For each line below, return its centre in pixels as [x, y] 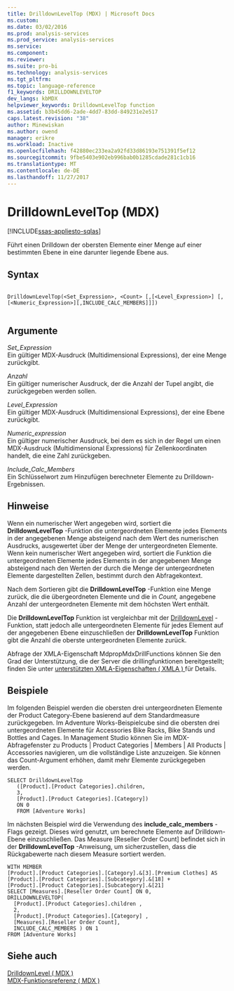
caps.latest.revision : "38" [48, 118]
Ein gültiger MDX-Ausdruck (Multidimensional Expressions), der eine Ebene [116, 413]
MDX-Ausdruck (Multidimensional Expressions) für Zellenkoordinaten [107, 448]
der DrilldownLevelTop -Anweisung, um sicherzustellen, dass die [102, 846]
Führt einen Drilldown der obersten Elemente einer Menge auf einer [104, 245]
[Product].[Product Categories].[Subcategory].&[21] [86, 885]
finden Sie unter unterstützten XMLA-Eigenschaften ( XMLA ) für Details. [112, 668]
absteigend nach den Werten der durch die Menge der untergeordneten [111, 568]
